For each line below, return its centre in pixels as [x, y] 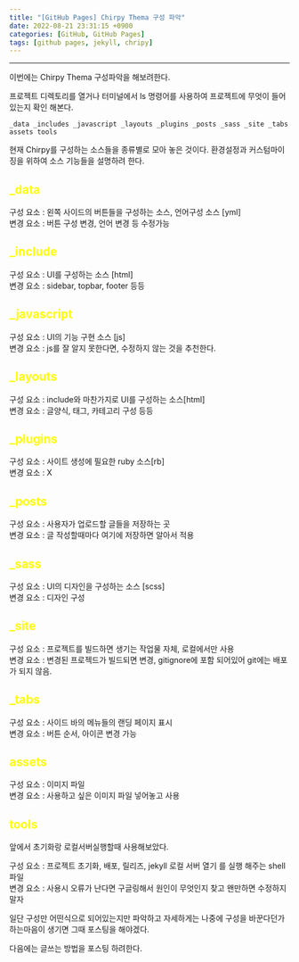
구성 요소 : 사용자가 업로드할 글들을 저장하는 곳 [90, 524]
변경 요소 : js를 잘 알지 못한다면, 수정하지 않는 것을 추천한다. [113, 348]
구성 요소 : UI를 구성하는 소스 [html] [71, 274]
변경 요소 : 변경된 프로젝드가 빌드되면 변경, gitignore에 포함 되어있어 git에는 [140, 659]
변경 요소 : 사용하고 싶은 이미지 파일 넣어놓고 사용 [95, 796]
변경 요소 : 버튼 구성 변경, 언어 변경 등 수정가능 [90, 223]
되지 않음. [35, 671]
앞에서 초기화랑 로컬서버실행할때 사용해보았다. [89, 847]
